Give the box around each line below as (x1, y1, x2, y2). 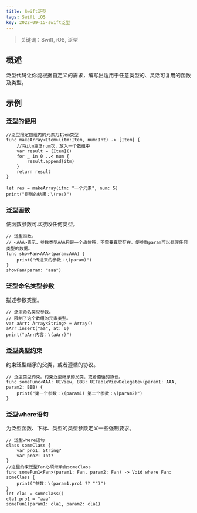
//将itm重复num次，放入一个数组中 (16, 143, 90, 149)
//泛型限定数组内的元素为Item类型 (6, 131, 79, 138)
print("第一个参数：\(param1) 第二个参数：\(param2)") (16, 390, 142, 396)
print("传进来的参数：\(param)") (16, 257, 92, 263)
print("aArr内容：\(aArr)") (6, 332, 72, 338)
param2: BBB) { (6, 384, 43, 390)
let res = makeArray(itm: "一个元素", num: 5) (6, 185, 118, 191)
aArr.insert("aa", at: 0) (6, 326, 69, 332)
